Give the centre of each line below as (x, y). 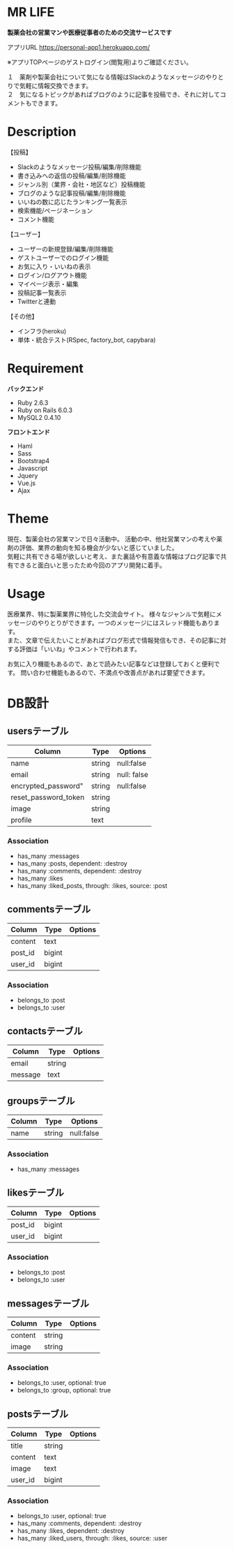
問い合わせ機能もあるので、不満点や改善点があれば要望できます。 (115, 672)
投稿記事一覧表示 (42, 292)
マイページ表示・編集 (48, 284)
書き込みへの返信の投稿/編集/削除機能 (71, 175)
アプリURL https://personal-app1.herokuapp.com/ (79, 47)
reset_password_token (48, 797)
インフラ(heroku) (42, 331)
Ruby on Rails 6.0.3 (45, 410)
